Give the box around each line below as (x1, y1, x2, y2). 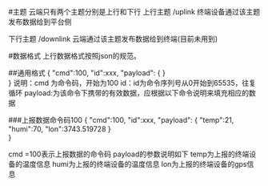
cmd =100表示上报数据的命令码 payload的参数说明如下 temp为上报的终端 (8, 149, 250, 159)
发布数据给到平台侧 (8, 17, 72, 26)
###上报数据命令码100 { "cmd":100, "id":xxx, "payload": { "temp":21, (8, 115, 234, 124)
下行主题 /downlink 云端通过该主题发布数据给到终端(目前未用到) (8, 34, 218, 43)
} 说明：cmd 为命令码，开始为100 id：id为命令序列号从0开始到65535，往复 (8, 79, 256, 87)
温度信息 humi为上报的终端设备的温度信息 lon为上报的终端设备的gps (22, 160, 247, 168)
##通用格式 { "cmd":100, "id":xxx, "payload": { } (8, 68, 166, 78)
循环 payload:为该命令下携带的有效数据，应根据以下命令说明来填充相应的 (8, 88, 250, 98)
